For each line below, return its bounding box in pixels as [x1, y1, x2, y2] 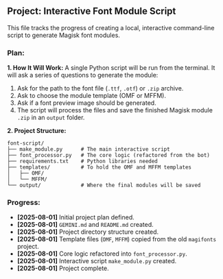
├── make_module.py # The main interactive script [7, 146, 170, 153]
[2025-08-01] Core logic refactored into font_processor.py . [16, 250, 187, 258]
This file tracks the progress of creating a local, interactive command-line [7, 23, 215, 32]
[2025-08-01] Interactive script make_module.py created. [16, 257, 177, 265]
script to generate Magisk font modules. [7, 31, 120, 39]
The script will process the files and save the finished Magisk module [16, 106, 213, 114]
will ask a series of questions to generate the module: [7, 71, 159, 80]
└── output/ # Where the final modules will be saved [7, 182, 201, 189]
